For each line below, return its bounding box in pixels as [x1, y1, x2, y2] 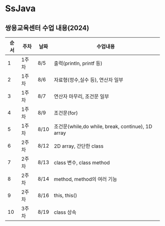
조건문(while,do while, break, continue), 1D [54, 123, 153, 130]
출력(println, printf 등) [54, 60, 103, 67]
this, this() [54, 192, 78, 199]
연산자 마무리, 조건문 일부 [54, 93, 110, 100]
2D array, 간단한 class [54, 143, 104, 150]
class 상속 [54, 209, 77, 216]
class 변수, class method [54, 159, 110, 166]
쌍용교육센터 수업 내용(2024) [5, 24, 89, 32]
